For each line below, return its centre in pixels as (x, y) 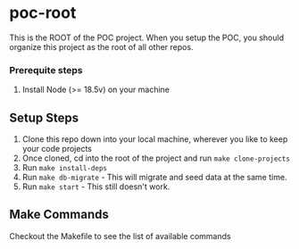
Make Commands (59, 215)
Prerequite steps (46, 70)
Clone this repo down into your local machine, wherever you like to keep (155, 139)
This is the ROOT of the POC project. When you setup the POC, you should (146, 37)
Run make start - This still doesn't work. (96, 187)
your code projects (57, 149)
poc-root (43, 13)
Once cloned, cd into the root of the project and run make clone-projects (156, 158)
